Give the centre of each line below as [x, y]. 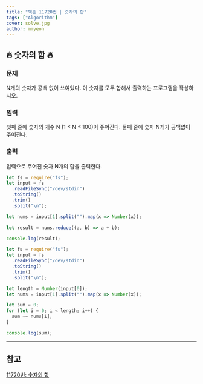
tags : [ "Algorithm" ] [32, 18]
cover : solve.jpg [28, 23]
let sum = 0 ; [23, 305]
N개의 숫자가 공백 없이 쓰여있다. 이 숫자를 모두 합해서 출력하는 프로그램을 [92, 88]
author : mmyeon [25, 29]
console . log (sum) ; [29, 333]
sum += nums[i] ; [32, 316]
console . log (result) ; [34, 239]
